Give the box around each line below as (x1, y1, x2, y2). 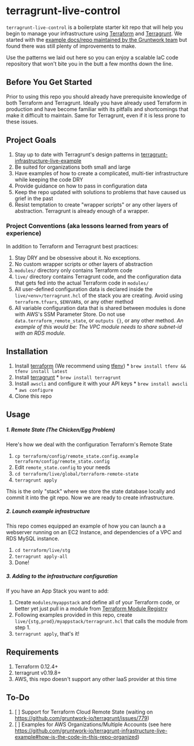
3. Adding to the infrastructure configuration (6, 572, 118, 580)
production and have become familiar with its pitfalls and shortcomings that (6, 105, 189, 113)
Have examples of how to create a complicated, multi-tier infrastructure (14, 169, 188, 176)
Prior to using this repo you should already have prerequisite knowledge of (6, 93, 187, 100)
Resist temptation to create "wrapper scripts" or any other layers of (14, 201, 178, 208)
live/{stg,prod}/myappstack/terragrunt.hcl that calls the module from (14, 617, 188, 624)
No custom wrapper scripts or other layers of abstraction (14, 260, 153, 267)
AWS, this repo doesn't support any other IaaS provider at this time (14, 675, 177, 682)
